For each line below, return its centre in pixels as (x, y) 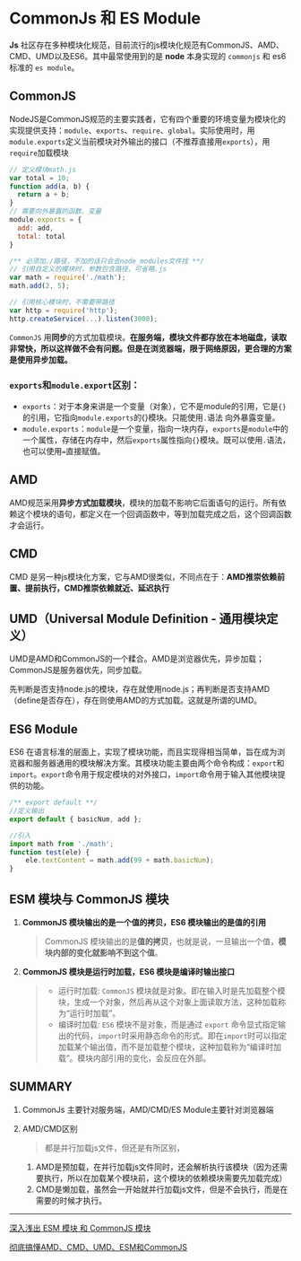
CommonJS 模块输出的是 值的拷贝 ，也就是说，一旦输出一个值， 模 (165, 941)
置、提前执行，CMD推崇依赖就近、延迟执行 (90, 588)
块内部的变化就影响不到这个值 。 (103, 952)
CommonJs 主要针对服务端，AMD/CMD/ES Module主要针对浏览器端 (148, 1109)
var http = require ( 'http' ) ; (64, 311)
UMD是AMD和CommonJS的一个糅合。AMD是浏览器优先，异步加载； (137, 659)
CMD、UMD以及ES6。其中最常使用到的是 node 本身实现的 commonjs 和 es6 (148, 56)
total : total (42, 236)
